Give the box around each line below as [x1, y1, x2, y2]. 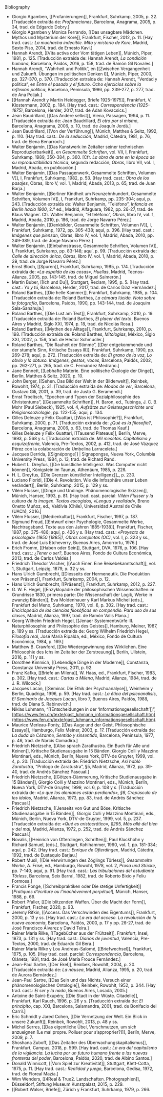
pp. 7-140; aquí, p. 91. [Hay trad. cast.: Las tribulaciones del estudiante [11, 868, 155, 873]
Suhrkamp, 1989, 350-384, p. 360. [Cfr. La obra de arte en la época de [11, 154, 155, 160]
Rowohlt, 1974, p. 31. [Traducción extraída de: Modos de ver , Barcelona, [11, 383, 156, 389]
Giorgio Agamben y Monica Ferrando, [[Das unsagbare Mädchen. [11, 29, 143, 35]
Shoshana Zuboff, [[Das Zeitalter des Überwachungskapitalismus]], [11, 1040, 147, 1046]
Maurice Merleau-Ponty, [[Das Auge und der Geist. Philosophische [11, 722, 146, 727]
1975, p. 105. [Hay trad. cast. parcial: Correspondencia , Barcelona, [11, 951, 145, 957]
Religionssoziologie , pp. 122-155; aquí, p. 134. [11, 409, 103, 415]
